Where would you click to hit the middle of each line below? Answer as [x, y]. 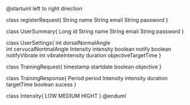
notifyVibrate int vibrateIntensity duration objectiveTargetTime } [84, 55]
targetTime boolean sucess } [41, 84]
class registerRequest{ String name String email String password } [87, 20]
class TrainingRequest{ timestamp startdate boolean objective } [84, 67]
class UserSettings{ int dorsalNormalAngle [58, 43]
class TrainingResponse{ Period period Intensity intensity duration [87, 78]
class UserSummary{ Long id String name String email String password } [95, 31]
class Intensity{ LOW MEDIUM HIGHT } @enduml [66, 96]
